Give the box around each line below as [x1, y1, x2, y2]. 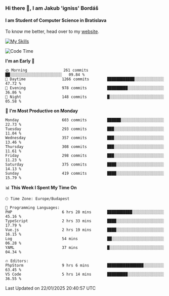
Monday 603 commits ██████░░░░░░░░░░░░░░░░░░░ [5, 118, 164, 123]
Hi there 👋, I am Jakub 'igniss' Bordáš [5, 5, 99, 12]
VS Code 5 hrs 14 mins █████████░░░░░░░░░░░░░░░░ [5, 272, 164, 277]
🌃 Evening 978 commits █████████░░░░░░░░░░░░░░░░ [5, 86, 164, 91]
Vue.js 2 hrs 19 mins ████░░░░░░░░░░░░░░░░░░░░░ [5, 227, 164, 233]
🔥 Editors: [5, 258, 29, 264]
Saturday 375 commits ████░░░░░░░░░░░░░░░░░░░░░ [5, 162, 164, 167]
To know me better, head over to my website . [5, 28, 100, 35]
